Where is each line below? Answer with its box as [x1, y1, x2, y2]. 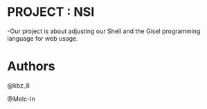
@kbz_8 [7, 81, 30, 90]
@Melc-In [7, 95, 36, 103]
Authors [7, 59, 55, 75]
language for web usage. [7, 34, 78, 42]
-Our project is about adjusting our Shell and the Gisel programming [7, 27, 201, 35]
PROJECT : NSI [7, 4, 95, 20]
